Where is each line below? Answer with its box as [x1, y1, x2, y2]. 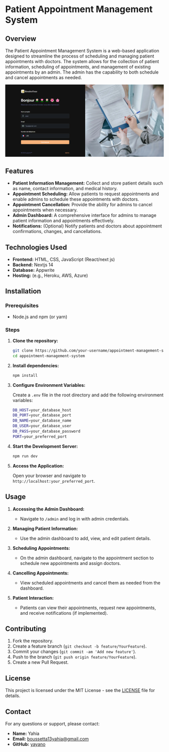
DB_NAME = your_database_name [12, 418, 71, 423]
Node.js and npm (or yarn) [12, 314, 67, 320]
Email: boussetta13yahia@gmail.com [12, 735, 89, 742]
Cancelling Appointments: [12, 570, 69, 576]
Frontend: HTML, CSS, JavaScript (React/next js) [12, 256, 115, 262]
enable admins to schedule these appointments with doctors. [12, 196, 139, 202]
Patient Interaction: [12, 595, 54, 601]
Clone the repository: [12, 337, 58, 343]
